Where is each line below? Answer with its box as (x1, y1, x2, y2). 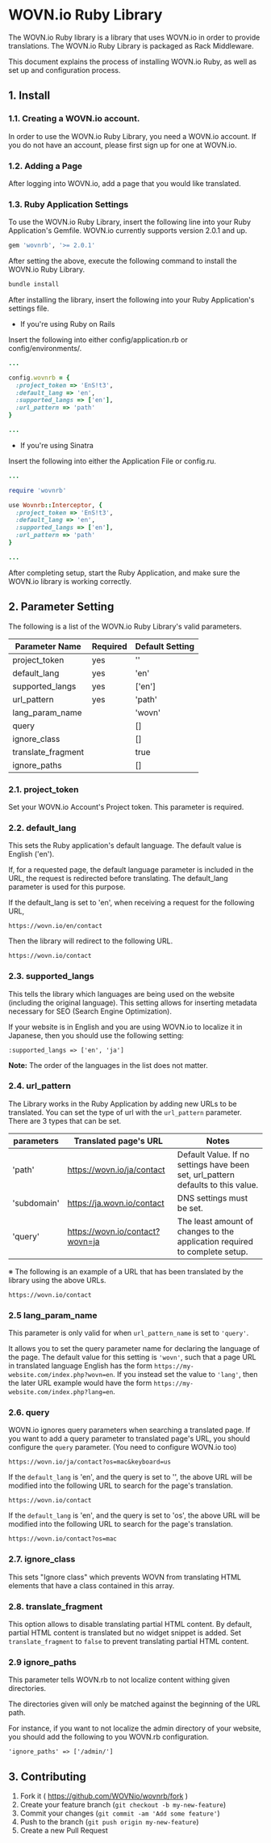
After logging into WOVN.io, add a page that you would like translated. (8, 178, 242, 188)
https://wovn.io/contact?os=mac (8, 1535, 117, 1543)
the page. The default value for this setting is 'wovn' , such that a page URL (8, 1353, 256, 1362)
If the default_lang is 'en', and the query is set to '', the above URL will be (8, 1472, 252, 1482)
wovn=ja (67, 1235, 100, 1247)
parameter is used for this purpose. (8, 882, 126, 892)
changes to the (177, 1226, 234, 1237)
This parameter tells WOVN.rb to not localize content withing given (8, 1675, 231, 1684)
